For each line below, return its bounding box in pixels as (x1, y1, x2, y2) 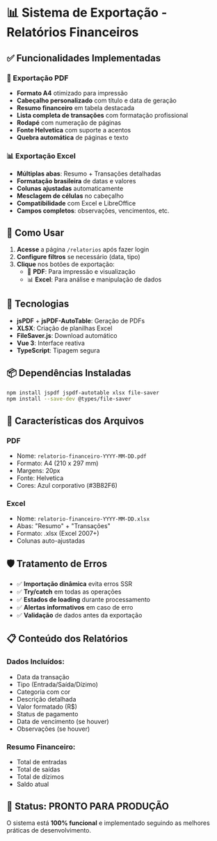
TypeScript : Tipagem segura (16, 346, 100, 355)
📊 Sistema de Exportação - (6, 5, 168, 21)
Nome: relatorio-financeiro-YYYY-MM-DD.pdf (16, 452, 147, 460)
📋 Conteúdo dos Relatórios (6, 633, 128, 645)
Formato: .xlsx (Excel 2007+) (16, 530, 99, 538)
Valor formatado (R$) (16, 702, 77, 711)
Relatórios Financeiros (6, 24, 139, 40)
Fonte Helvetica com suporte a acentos (16, 125, 131, 134)
